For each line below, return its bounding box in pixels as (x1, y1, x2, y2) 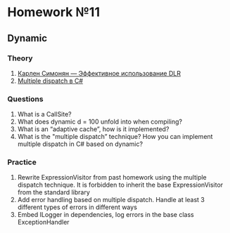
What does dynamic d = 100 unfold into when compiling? (17, 117, 183, 126)
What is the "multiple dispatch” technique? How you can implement (17, 133, 213, 141)
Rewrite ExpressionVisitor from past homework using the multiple (17, 173, 207, 182)
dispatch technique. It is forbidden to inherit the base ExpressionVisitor (17, 180, 224, 189)
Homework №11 (7, 4, 101, 20)
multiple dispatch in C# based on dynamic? (17, 140, 143, 148)
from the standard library (17, 188, 90, 197)
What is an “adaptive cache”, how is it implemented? (17, 125, 170, 133)
